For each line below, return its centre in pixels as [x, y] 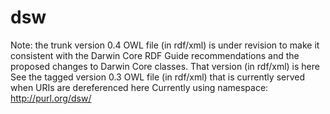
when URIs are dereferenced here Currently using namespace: [139, 87]
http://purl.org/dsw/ [51, 98]
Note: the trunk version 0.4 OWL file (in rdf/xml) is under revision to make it [165, 45]
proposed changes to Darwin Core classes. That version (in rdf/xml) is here [165, 66]
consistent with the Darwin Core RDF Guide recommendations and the [155, 55]
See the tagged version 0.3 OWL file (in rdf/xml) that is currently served [157, 77]
